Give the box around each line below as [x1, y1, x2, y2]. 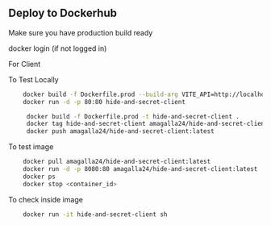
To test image [8, 142, 54, 152]
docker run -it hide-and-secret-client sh [23, 210, 168, 219]
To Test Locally [8, 74, 59, 84]
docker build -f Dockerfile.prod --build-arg [23, 90, 179, 98]
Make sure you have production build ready [8, 27, 153, 37]
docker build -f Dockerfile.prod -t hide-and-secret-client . [26, 112, 240, 120]
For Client [8, 59, 41, 69]
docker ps [23, 173, 56, 181]
